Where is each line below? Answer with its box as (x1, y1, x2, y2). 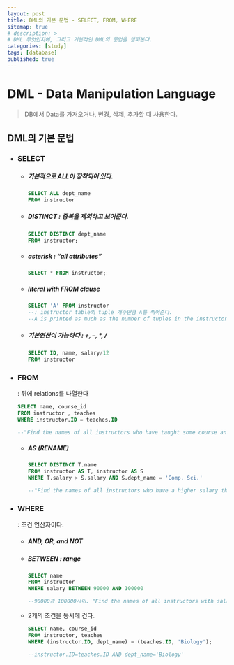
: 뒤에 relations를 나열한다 (17, 389, 89, 397)
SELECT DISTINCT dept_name (27, 230, 107, 238)
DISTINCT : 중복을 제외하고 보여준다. (27, 213, 129, 221)
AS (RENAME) (27, 443, 70, 452)
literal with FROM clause (27, 285, 100, 293)
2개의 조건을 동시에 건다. (27, 611, 95, 620)
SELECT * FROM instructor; (27, 270, 107, 277)
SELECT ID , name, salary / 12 (27, 349, 109, 357)
